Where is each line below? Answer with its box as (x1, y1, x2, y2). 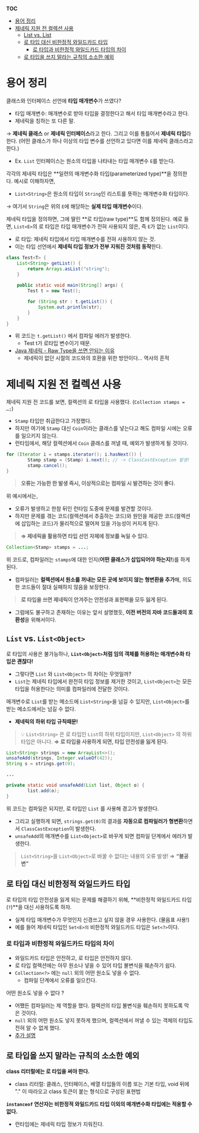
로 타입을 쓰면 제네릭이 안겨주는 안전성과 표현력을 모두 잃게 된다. (20, 596, 168, 603)
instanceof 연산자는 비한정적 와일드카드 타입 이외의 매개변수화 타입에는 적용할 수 (6, 1100, 192, 1107)
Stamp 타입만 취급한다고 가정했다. (14, 418, 92, 425)
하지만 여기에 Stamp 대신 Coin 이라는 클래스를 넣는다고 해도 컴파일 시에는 (14, 425, 182, 432)
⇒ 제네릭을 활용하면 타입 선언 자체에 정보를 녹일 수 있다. (20, 532, 149, 539)
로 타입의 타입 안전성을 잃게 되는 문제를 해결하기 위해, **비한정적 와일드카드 (6, 896, 181, 903)
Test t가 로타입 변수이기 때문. (23, 340, 91, 347)
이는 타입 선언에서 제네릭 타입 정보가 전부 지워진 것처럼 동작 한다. (14, 243, 163, 250)
